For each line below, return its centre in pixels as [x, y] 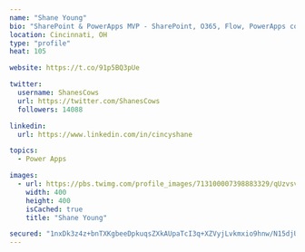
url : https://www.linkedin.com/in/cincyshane [105, 134]
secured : [26, 234]
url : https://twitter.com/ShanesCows [89, 101]
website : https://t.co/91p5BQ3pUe [75, 68]
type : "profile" [40, 43]
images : [24, 176]
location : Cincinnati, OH [58, 34]
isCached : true [54, 209]
